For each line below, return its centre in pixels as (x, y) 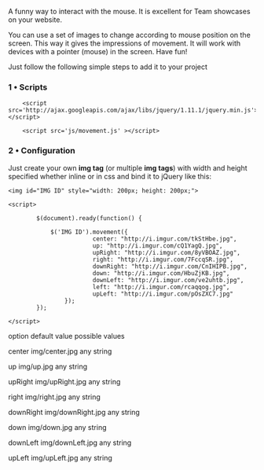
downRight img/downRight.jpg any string (74, 412)
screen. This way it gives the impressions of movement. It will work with (125, 43)
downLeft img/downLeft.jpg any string (70, 442)
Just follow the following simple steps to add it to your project (108, 67)
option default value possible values (67, 336)
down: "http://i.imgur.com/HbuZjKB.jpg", (161, 273)
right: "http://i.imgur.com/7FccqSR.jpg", (163, 259)
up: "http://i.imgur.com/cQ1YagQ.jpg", (158, 246)
